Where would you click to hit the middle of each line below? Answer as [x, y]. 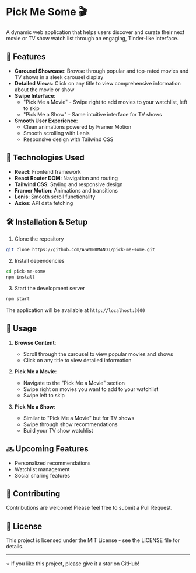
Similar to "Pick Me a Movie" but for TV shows [79, 418]
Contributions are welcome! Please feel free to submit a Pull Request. [89, 508]
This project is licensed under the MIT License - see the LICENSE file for [93, 540]
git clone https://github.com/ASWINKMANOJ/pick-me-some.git [81, 250]
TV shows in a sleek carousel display [59, 77]
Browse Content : [35, 342]
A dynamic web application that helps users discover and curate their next [95, 32]
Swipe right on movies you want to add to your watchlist [91, 389]
